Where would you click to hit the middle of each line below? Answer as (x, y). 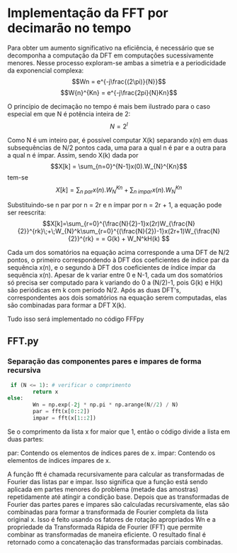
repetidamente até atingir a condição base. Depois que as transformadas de (118, 497)
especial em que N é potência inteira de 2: (69, 114)
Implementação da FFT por (88, 13)
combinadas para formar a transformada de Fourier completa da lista (108, 512)
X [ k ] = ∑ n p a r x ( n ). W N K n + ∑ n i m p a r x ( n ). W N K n (119, 190)
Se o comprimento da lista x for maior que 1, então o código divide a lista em (119, 432)
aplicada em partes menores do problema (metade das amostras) (103, 489)
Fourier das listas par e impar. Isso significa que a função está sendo (108, 481)
